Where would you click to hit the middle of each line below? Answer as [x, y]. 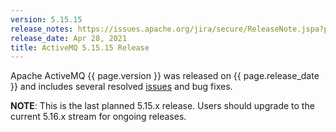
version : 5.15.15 [46, 19]
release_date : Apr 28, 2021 [69, 38]
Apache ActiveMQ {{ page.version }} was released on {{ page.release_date [165, 76]
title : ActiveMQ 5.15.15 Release [80, 47]
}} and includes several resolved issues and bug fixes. [121, 87]
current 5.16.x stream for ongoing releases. [98, 117]
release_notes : [42, 29]
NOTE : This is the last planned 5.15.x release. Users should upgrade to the [162, 106]
